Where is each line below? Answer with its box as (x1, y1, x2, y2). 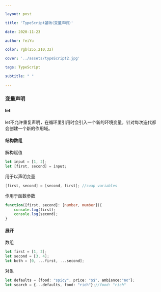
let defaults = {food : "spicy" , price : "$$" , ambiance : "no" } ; (5, 278, 135, 283)
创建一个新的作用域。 (9, 125, 53, 131)
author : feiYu (5, 38, 34, 43)
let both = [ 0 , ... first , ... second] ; (5, 259, 84, 263)
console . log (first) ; (14, 207, 56, 212)
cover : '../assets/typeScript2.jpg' (5, 56, 80, 61)
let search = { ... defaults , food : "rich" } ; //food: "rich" (5, 282, 126, 287)
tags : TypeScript (5, 65, 41, 70)
